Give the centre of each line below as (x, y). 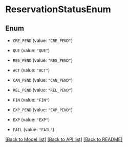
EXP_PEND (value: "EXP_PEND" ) (43, 110)
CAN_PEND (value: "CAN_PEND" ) (43, 80)
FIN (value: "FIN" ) (31, 100)
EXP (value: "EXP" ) (31, 119)
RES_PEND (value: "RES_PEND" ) (43, 60)
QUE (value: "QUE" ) (31, 50)
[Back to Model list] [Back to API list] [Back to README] (64, 139)
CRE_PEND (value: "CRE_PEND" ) (43, 40)
